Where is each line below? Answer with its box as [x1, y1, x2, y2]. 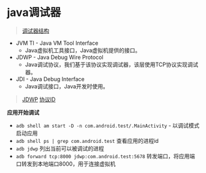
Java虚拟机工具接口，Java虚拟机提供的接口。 [25, 47, 141, 54]
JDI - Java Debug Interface [15, 75, 85, 83]
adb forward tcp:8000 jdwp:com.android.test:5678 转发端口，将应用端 [15, 152, 196, 160]
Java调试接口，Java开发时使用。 [25, 82, 109, 90]
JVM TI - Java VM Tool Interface [15, 39, 99, 47]
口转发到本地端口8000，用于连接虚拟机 [15, 160, 116, 167]
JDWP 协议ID [21, 96, 56, 103]
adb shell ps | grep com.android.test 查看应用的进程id [15, 137, 159, 144]
